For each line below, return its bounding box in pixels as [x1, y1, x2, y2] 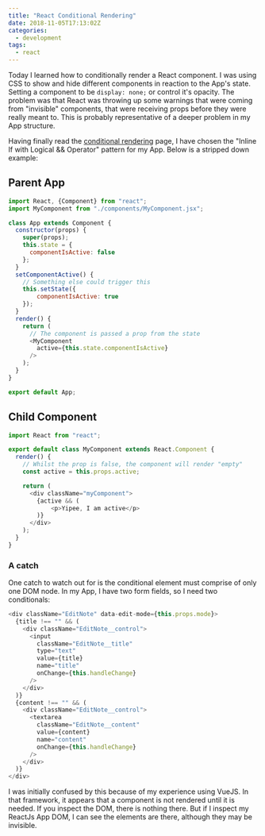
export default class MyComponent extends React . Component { [8, 445, 215, 453]
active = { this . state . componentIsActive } [36, 345, 169, 353]
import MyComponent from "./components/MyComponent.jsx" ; [8, 204, 204, 213]
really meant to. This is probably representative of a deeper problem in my [8, 113, 252, 121]
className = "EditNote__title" [36, 640, 133, 648]
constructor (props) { [15, 226, 87, 234]
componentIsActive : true [36, 293, 119, 301]
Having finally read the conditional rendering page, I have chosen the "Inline [8, 137, 257, 145]
